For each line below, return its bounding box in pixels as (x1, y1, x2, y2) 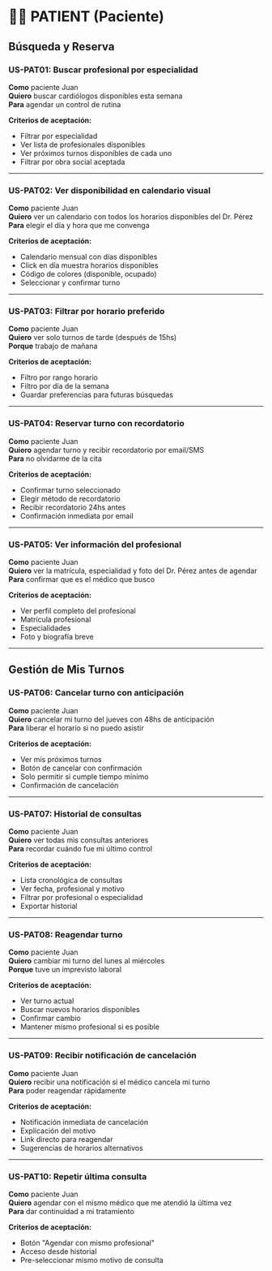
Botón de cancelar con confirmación (19, 763, 142, 773)
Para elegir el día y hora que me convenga (8, 221, 150, 231)
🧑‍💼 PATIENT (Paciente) (8, 7, 164, 26)
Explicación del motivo (19, 1126, 96, 1135)
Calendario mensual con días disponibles (19, 252, 158, 262)
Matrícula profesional (19, 614, 91, 624)
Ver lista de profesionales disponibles (19, 140, 146, 149)
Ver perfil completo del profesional (19, 606, 136, 616)
